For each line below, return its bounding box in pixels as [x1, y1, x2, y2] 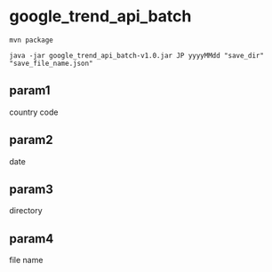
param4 [9, 231, 54, 246]
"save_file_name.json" [9, 59, 93, 68]
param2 [9, 132, 53, 148]
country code [9, 107, 59, 117]
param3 [9, 181, 53, 196]
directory [9, 205, 43, 216]
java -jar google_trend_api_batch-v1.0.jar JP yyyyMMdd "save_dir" [9, 51, 265, 60]
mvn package [9, 36, 53, 44]
